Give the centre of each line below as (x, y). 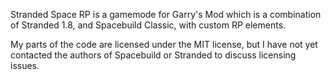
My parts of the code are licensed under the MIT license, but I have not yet (164, 44)
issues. (25, 65)
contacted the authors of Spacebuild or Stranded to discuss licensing (153, 55)
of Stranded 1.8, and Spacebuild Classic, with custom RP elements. (148, 25)
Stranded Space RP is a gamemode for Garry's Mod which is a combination (166, 14)
